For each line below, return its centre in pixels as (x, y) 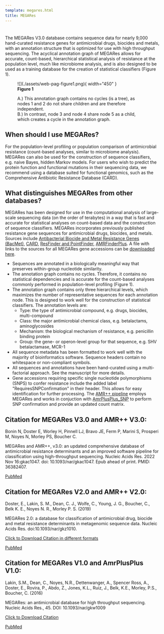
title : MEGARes (21, 15)
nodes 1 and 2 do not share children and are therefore (71, 103)
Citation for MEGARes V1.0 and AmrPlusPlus (74, 563)
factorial (21, 373)
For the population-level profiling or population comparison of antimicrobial (81, 146)
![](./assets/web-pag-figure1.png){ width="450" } (67, 84)
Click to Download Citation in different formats (52, 538)
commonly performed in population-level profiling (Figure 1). (73, 285)
